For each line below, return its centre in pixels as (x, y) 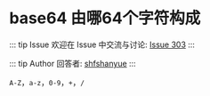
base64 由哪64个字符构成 (105, 18)
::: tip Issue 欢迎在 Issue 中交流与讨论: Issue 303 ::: (102, 44)
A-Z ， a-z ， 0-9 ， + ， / (47, 82)
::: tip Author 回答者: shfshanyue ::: (73, 63)
